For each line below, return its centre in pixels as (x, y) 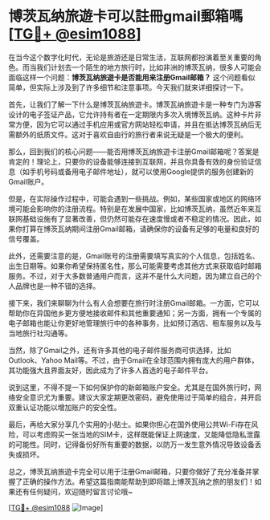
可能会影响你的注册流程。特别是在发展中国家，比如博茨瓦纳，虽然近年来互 (138, 209)
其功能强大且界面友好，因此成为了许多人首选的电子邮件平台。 (110, 370)
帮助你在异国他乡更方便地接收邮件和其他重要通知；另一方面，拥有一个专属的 (135, 313)
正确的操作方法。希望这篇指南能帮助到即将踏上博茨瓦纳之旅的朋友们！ (138, 481)
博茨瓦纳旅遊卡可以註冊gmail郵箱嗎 (126, 16)
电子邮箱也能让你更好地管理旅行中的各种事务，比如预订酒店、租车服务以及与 (135, 323)
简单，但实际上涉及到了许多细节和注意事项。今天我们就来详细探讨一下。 (128, 87)
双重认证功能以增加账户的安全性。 (65, 407)
